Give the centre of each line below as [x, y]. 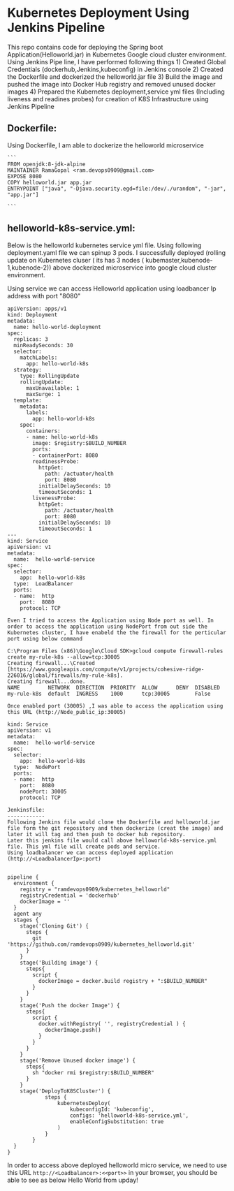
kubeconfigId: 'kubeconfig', [112, 1109]
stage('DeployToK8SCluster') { [65, 1091]
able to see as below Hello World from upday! [73, 1180]
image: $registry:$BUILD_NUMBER [80, 443]
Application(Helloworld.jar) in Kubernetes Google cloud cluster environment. [117, 54]
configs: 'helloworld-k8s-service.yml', [129, 1116]
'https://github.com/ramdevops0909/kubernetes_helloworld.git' [101, 944]
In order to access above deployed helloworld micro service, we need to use [117, 1165]
